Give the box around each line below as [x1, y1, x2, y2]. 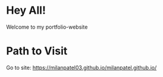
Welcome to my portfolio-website [6, 23, 88, 30]
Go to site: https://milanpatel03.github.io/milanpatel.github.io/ [6, 64, 157, 71]
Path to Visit [6, 44, 68, 58]
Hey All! [6, 4, 46, 17]
